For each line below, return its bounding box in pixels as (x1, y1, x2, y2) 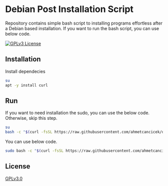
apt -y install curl (5, 83, 48, 88)
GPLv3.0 (5, 175, 23, 181)
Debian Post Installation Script (5, 4, 134, 15)
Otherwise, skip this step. (5, 115, 57, 121)
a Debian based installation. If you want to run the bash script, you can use (5, 25, 159, 31)
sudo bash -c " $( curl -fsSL (5, 148, 64, 153)
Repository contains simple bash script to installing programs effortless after (5, 20, 162, 26)
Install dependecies (5, 68, 46, 74)
